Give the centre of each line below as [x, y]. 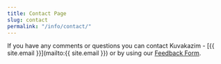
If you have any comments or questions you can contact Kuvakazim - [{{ [111, 46]
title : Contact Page [37, 13]
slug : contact [28, 20]
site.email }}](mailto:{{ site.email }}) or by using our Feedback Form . [104, 53]
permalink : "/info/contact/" [49, 26]
